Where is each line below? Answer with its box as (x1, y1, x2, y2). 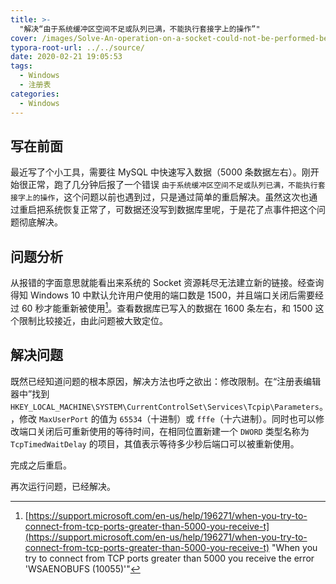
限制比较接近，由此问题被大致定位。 (18, 314, 168, 326)
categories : (10, 89, 60, 99)
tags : (10, 61, 33, 71)
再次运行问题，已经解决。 (10, 480, 116, 492)
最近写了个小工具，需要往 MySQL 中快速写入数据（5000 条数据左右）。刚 (10, 166, 311, 178)
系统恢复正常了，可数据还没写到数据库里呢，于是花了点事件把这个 (44, 204, 317, 216)
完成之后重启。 (10, 459, 72, 471)
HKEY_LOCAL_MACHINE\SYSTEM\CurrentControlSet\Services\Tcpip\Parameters (10, 402, 320, 412)
